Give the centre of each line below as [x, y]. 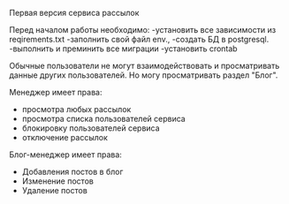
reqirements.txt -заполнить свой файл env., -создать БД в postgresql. [139, 39]
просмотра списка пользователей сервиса [103, 119]
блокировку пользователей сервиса [91, 128]
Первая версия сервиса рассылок [74, 13]
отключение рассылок [65, 137]
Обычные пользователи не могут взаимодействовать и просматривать [144, 66]
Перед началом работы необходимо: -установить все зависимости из [143, 30]
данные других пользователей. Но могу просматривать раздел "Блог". [144, 75]
